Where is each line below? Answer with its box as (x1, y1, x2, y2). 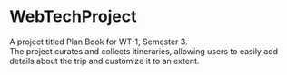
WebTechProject (9, 6, 137, 27)
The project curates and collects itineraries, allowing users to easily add (9, 45, 279, 56)
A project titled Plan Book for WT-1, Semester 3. (9, 36, 188, 47)
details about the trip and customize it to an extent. (9, 55, 200, 66)
